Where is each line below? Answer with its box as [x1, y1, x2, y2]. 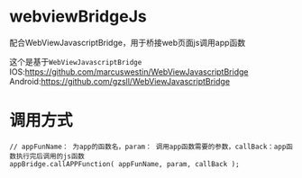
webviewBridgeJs [9, 6, 147, 27]
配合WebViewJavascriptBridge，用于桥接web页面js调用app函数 [9, 37, 246, 48]
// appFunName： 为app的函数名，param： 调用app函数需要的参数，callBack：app [9, 142, 287, 151]
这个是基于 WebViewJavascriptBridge [9, 56, 142, 67]
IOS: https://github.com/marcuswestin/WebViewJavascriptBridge [9, 66, 249, 77]
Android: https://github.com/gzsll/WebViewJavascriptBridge [9, 76, 231, 86]
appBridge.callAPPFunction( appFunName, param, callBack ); [9, 159, 241, 168]
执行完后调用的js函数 [15, 151, 86, 161]
